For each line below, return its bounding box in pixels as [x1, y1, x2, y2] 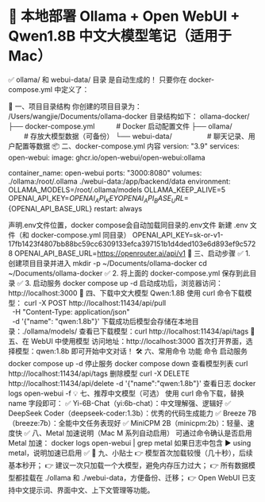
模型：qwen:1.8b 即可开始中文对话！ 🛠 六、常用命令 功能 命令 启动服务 [14, 346, 248, 356]
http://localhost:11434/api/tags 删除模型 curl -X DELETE [8, 369, 190, 378]
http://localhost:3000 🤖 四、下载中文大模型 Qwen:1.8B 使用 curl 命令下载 [8, 288, 245, 298]
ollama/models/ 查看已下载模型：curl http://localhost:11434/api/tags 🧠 [26, 326, 255, 336]
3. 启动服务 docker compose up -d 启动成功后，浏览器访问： [25, 278, 224, 288]
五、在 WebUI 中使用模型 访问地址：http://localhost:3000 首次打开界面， [8, 336, 246, 346]
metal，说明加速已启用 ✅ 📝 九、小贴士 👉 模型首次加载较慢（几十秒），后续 [8, 448, 254, 458]
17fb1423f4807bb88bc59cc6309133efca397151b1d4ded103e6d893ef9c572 [8, 239, 256, 249]
